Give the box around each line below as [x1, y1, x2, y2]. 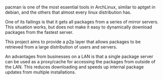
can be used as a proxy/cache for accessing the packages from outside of [5, 59, 156, 64]
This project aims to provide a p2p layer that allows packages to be [5, 39, 141, 45]
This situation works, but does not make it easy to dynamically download [5, 24, 152, 30]
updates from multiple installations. [5, 69, 76, 75]
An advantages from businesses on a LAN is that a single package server [5, 53, 154, 59]
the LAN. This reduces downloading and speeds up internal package [5, 64, 144, 70]
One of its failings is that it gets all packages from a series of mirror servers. [5, 19, 159, 25]
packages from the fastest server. [5, 29, 74, 35]
